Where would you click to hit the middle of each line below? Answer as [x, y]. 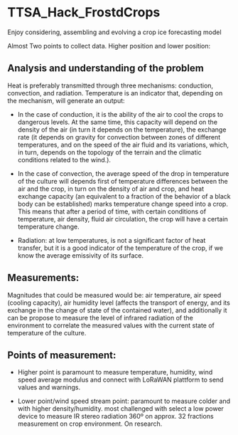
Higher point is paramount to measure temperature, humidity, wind [115, 372]
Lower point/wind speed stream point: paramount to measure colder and [124, 401]
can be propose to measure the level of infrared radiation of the [100, 318]
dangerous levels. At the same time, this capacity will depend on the [118, 122]
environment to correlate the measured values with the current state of [111, 325]
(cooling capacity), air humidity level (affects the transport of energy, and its [119, 303]
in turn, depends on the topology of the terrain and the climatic [109, 152]
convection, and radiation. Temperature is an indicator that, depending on [115, 93]
